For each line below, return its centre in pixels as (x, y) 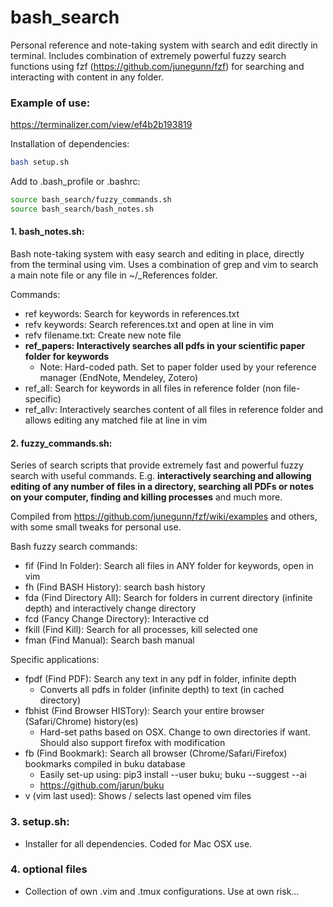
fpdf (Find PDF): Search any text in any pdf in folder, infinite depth (160, 679)
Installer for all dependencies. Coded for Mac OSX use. (138, 843)
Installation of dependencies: (70, 144)
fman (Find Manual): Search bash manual (109, 640)
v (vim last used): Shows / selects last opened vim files (138, 796)
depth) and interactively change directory (110, 608)
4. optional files (49, 869)
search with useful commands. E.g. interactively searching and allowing (161, 476)
